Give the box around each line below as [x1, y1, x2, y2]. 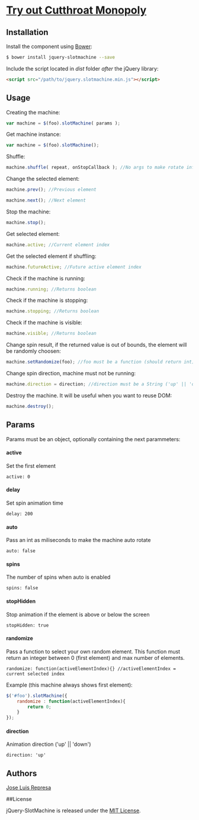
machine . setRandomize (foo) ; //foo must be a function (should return [6, 359, 182, 365]
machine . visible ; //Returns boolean [6, 330, 97, 337]
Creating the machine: [6, 109, 60, 116]
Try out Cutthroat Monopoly [6, 4, 147, 17]
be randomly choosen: [6, 347, 61, 355]
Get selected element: [6, 230, 60, 237]
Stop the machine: [6, 208, 51, 215]
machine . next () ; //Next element [6, 197, 86, 203]
